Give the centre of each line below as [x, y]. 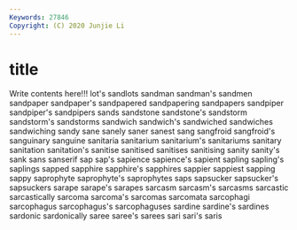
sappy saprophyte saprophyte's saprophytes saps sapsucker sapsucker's [144, 179]
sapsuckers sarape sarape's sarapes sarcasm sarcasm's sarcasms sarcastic [149, 188]
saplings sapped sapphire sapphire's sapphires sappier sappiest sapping [142, 169]
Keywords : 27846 [39, 17]
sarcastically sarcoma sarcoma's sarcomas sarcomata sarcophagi [130, 197]
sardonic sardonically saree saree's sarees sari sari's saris [116, 216]
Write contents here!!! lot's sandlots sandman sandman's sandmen [131, 94]
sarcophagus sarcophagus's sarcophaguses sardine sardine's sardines [139, 207]
